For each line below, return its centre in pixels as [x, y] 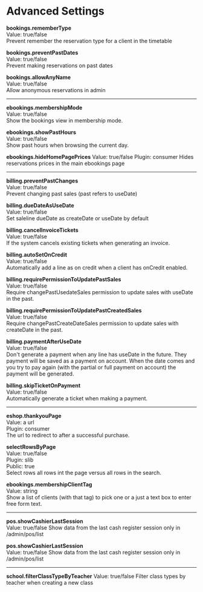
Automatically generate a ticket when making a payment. [77, 398]
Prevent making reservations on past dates [60, 66]
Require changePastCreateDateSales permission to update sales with [92, 323]
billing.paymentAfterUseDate [44, 341]
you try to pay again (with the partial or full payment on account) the [91, 367]
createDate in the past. [35, 329]
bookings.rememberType [39, 28]
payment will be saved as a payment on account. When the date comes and [101, 361]
